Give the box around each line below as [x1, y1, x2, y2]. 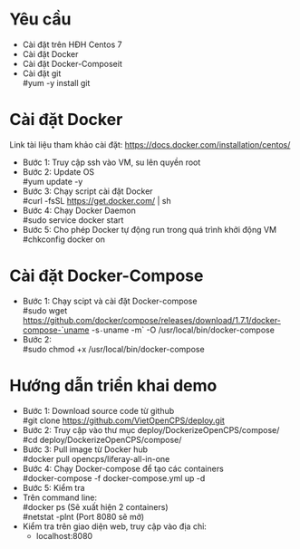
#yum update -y [22, 176, 83, 187]
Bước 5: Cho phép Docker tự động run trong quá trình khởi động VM [22, 224, 277, 235]
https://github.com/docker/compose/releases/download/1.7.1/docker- [22, 314, 281, 325]
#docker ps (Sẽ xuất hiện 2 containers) [22, 501, 169, 512]
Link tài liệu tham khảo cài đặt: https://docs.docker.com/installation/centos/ [9, 139, 291, 149]
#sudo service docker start [22, 214, 124, 226]
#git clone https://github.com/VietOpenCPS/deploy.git [22, 415, 225, 426]
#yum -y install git [22, 77, 91, 88]
